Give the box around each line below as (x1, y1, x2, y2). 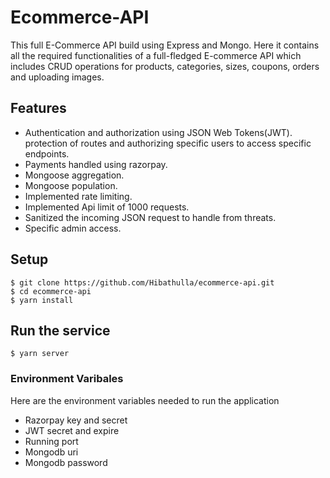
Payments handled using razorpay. (24, 158, 168, 170)
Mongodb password (24, 456, 108, 468)
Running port (24, 435, 79, 447)
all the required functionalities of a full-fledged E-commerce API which (10, 49, 302, 61)
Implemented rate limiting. (24, 190, 133, 202)
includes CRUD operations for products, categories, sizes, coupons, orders (10, 60, 320, 72)
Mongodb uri (24, 446, 79, 458)
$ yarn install (10, 295, 74, 305)
